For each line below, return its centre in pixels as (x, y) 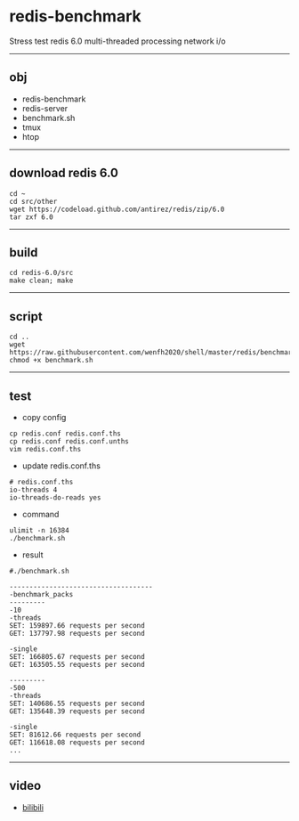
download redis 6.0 (64, 173)
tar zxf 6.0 (31, 217)
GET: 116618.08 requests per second (77, 743)
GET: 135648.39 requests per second (77, 711)
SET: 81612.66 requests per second (75, 735)
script (26, 317)
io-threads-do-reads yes (55, 498)
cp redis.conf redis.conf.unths (69, 442)
